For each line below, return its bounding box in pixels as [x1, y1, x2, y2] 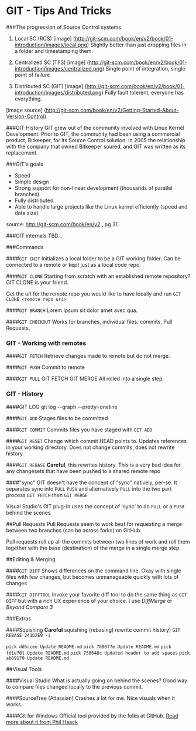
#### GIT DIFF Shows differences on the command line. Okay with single [6, 567, 181, 574]
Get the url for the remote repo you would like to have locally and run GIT [6, 290, 181, 297]
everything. [14, 95, 43, 102]
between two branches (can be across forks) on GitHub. [6, 527, 142, 534]
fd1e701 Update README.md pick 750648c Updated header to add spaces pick [6, 650, 190, 656]
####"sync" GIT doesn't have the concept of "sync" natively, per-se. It [6, 479, 177, 486]
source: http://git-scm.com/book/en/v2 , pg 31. [6, 220, 119, 227]
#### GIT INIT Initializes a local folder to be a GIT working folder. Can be [6, 254, 181, 262]
